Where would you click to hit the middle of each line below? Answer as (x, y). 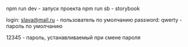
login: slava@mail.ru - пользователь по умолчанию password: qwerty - (94, 20)
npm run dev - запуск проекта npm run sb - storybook (73, 9)
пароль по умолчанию (34, 26)
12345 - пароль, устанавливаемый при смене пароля (73, 37)
